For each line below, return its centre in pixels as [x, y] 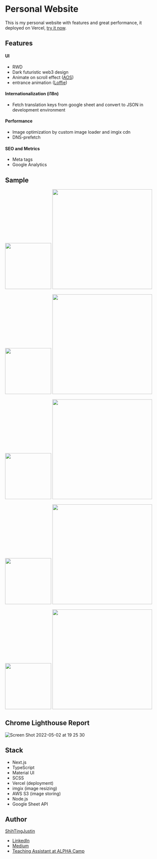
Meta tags [22, 159]
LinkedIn [21, 841]
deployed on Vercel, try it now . [36, 28]
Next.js [19, 762]
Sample [17, 180]
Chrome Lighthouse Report [47, 723]
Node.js [20, 799]
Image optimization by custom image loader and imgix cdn [71, 132]
